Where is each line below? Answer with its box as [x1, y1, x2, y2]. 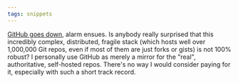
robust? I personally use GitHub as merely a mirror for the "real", [7, 52, 196, 61]
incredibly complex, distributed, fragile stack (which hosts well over [7, 37, 206, 46]
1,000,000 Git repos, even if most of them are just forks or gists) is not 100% [7, 45, 232, 53]
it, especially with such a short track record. [7, 67, 137, 76]
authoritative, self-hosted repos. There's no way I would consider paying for [7, 60, 231, 68]
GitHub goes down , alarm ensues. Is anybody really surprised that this [7, 30, 214, 38]
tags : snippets [7, 10, 53, 18]
